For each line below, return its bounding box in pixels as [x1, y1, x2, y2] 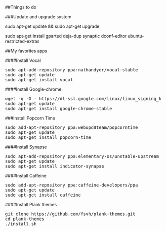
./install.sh [5, 221, 37, 227]
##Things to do [5, 4, 37, 10]
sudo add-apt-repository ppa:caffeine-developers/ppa [5, 182, 138, 188]
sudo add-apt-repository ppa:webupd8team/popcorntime [5, 125, 138, 130]
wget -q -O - [5, 96, 37, 101]
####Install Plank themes [5, 202, 57, 207]
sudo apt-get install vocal [5, 77, 73, 82]
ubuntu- [127, 33, 144, 39]
